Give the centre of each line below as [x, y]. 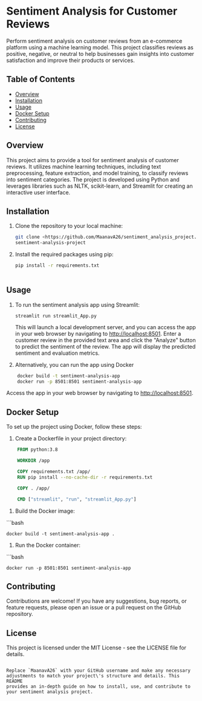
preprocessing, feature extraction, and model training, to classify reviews [97, 173]
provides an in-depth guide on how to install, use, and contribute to [98, 687]
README [15, 682]
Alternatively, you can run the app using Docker [74, 364]
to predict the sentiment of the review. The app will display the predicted [105, 346]
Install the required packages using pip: [64, 255]
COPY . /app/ [34, 488]
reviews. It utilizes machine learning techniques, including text [84, 166]
